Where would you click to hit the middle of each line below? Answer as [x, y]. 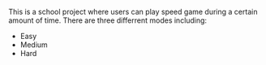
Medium [34, 45]
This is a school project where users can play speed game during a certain [133, 12]
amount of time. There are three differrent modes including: [108, 20]
